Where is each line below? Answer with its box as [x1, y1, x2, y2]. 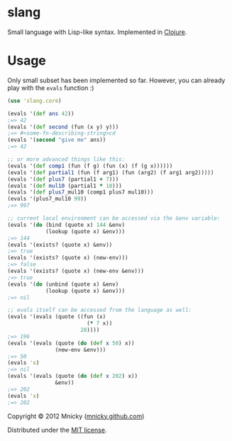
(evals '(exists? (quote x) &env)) [7, 241, 113, 248]
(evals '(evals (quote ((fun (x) [7, 313, 106, 320]
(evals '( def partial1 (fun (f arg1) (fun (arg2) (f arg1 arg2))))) [7, 169, 214, 176]
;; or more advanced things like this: [7, 156, 126, 163]
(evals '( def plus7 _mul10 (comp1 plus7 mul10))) [7, 189, 154, 196]
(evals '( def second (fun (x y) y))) [7, 123, 119, 130]
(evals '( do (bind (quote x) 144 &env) [7, 221, 126, 228]
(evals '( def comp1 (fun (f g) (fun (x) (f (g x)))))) [7, 162, 173, 169]
